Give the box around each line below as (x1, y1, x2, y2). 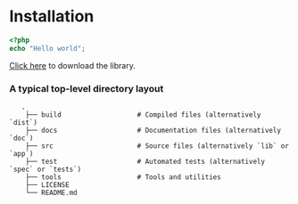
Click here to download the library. (9, 60, 136, 70)
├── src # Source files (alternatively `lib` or (25, 141, 290, 151)
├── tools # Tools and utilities (25, 172, 221, 182)
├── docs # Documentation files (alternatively (25, 126, 281, 135)
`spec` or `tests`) (9, 165, 82, 174)
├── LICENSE (25, 180, 70, 189)
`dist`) (9, 118, 38, 126)
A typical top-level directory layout (9, 82, 164, 94)
